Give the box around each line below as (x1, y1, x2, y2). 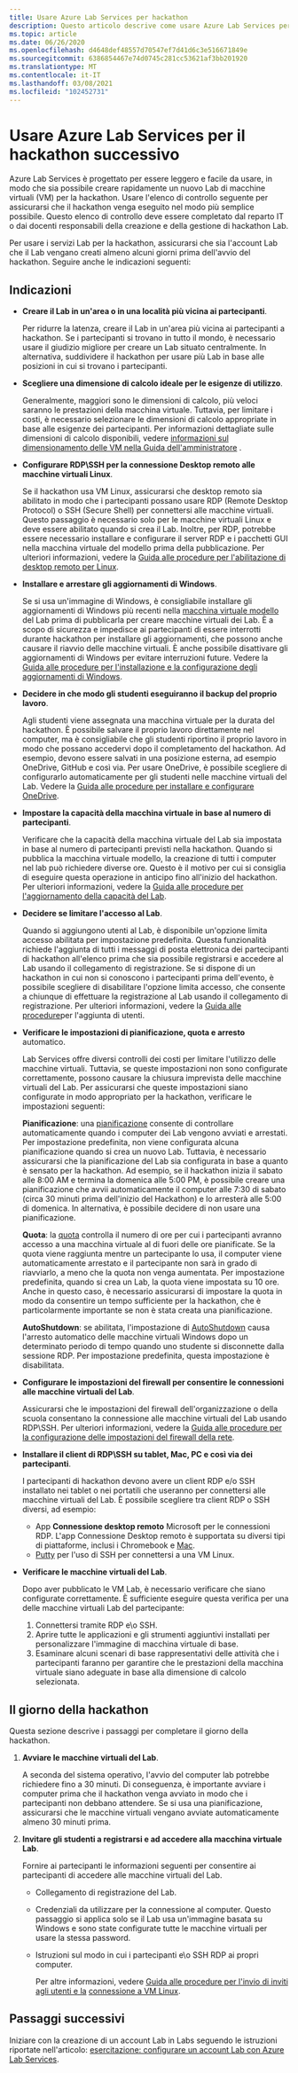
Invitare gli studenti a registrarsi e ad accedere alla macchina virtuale (21, 1834, 282, 1845)
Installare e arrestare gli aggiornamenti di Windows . (21, 578, 217, 590)
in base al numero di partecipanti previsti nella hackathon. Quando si (21, 844, 273, 854)
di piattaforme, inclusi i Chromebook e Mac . (35, 1540, 195, 1551)
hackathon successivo (9, 144, 180, 164)
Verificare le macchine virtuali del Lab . (21, 1567, 168, 1577)
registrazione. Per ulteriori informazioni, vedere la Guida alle (21, 1001, 242, 1011)
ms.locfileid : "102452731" (9, 87, 109, 96)
